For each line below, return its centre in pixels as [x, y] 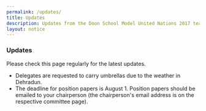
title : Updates [26, 18]
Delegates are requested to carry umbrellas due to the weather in [98, 75]
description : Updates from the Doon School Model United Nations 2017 [98, 23]
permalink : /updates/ [34, 12]
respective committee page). [51, 101]
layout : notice [26, 29]
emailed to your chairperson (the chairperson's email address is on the [105, 95]
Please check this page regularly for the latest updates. [76, 63]
